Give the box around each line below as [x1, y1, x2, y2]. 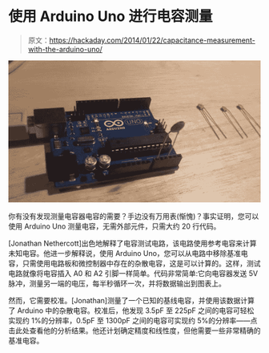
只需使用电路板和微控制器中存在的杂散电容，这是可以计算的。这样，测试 [22, 258, 261, 269]
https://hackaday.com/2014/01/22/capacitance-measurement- [49, 35, 256, 45]
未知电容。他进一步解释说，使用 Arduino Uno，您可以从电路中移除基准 [8, 249, 242, 258]
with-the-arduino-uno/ [27, 44, 102, 54]
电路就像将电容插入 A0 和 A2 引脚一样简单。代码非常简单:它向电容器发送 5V [8, 269, 259, 278]
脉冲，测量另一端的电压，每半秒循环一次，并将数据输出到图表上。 [8, 278, 226, 289]
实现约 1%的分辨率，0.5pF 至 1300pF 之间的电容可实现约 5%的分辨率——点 [8, 316, 258, 326]
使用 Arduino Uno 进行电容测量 [8, 7, 213, 26]
